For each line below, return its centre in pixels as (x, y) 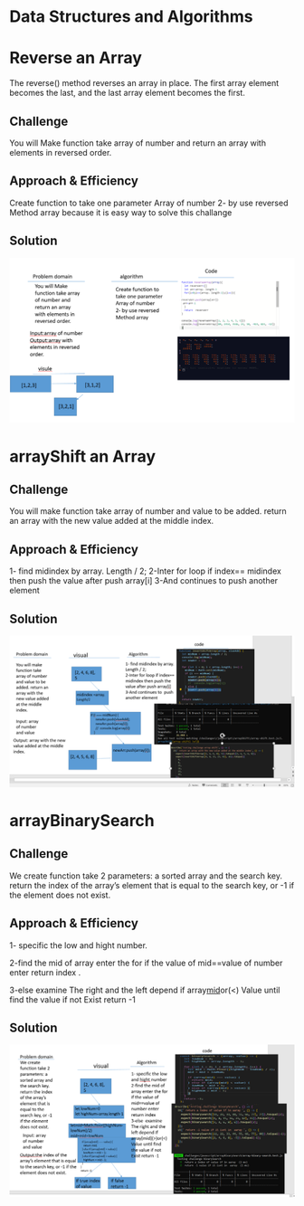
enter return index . (45, 972)
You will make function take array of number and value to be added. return (148, 511)
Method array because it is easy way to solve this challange (121, 212)
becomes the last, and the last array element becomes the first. (128, 93)
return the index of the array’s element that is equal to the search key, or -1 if (152, 885)
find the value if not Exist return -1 (72, 999)
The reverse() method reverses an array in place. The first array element (144, 83)
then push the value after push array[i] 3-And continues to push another (144, 581)
